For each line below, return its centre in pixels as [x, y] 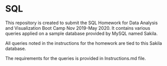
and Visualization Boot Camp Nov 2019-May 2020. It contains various [78, 28]
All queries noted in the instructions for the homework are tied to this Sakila [84, 43]
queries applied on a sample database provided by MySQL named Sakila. [81, 33]
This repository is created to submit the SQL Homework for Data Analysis [81, 23]
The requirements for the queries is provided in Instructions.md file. [76, 58]
